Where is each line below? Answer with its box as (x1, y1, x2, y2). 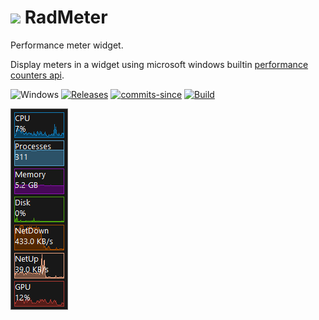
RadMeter (24, 6, 108, 29)
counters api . (10, 69, 65, 81)
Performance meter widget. (10, 39, 124, 51)
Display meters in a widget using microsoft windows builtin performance (10, 58, 309, 70)
